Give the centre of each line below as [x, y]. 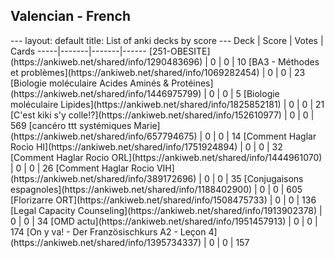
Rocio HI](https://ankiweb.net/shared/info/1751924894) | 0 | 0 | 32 [146, 146]
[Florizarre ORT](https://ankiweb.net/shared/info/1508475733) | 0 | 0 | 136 [163, 200]
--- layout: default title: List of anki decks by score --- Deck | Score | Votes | [167, 40]
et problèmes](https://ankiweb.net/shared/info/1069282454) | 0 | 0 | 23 [158, 72]
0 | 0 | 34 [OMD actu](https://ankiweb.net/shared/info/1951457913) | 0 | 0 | [164, 221]
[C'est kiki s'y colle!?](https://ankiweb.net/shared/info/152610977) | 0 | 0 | [162, 115]
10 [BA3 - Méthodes [278, 61]
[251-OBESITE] [179, 51]
